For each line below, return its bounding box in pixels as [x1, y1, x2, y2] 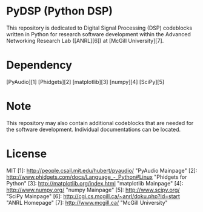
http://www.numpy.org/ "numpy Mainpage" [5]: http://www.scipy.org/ [6, 186, 180, 193]
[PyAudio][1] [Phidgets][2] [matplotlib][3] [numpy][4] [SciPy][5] [6, 78, 165, 85]
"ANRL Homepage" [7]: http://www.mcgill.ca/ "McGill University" [6, 199, 168, 206]
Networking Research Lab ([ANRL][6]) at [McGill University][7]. [6, 37, 164, 44]
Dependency [6, 59, 73, 72]
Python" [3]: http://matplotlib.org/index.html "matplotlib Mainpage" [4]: [6, 179, 184, 187]
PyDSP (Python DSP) [6, 4, 113, 18]
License [6, 147, 47, 161]
